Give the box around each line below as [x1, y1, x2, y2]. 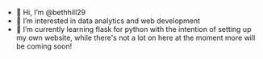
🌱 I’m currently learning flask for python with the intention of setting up [15, 25, 252, 33]
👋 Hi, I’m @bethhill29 [15, 8, 86, 17]
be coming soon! [15, 41, 73, 51]
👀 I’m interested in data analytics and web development [15, 16, 200, 26]
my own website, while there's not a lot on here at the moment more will [15, 33, 256, 42]
